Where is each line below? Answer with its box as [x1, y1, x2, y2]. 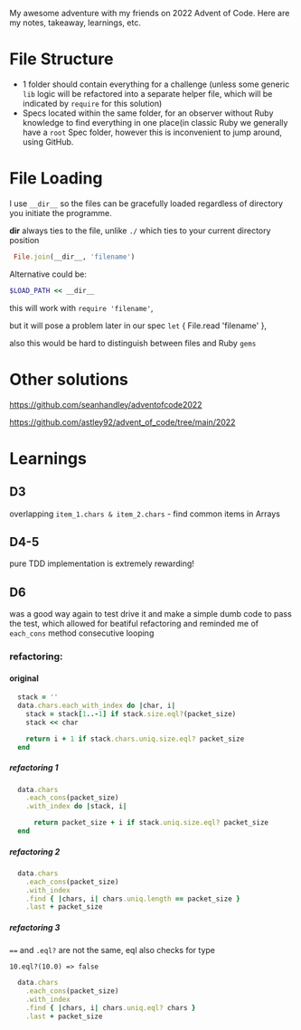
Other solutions [9, 369, 129, 390]
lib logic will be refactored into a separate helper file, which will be [22, 88, 273, 99]
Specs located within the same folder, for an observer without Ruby [22, 108, 274, 118]
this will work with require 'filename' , [9, 302, 154, 313]
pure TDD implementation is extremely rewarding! [9, 558, 194, 569]
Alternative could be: [9, 269, 88, 279]
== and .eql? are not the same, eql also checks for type [9, 945, 215, 956]
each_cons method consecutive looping [9, 628, 155, 638]
